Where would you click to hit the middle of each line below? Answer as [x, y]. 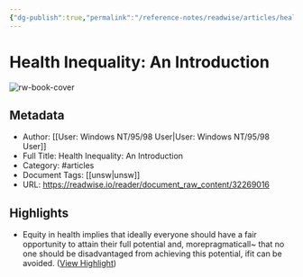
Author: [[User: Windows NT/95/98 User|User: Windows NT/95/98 [146, 137]
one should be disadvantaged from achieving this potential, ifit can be [152, 254]
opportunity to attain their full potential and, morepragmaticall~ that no [153, 245]
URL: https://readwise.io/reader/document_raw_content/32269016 [146, 184]
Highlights [39, 213]
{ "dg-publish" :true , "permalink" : [72, 18]
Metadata [37, 115]
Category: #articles [58, 165]
